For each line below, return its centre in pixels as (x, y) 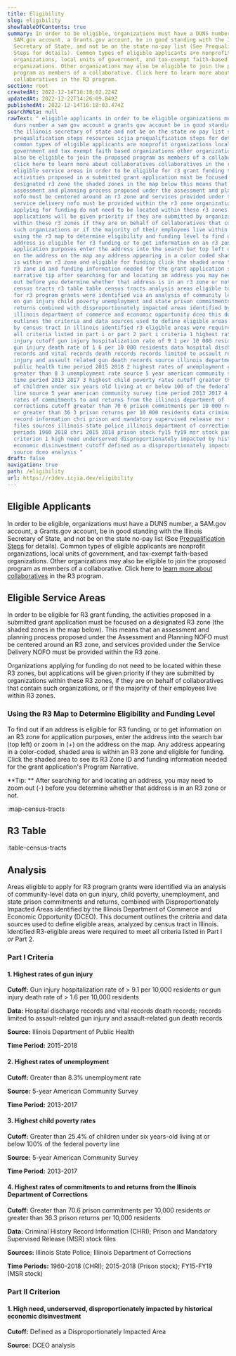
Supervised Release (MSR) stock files (61, 1239)
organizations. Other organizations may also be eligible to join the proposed (117, 561)
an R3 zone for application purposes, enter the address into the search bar (115, 736)
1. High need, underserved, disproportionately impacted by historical (110, 1308)
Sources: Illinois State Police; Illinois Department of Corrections (99, 1253)
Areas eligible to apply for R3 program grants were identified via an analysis (117, 887)
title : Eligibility (36, 14)
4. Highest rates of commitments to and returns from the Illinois (102, 1187)
